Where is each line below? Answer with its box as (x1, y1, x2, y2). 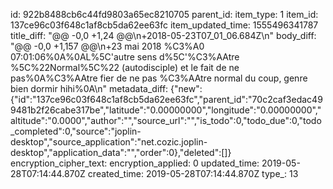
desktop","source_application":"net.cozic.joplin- (10, 136, 208, 148)
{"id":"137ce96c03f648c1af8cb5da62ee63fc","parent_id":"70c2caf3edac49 (10, 94, 323, 105)
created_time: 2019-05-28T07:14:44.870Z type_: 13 (87, 168, 299, 179)
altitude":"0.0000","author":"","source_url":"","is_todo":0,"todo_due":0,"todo (10, 115, 322, 126)
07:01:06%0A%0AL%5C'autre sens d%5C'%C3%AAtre (10, 51, 240, 63)
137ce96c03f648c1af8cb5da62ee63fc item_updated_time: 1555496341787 (10, 19, 319, 31)
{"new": (170, 83, 203, 94)
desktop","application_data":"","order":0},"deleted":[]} (10, 147, 232, 158)
